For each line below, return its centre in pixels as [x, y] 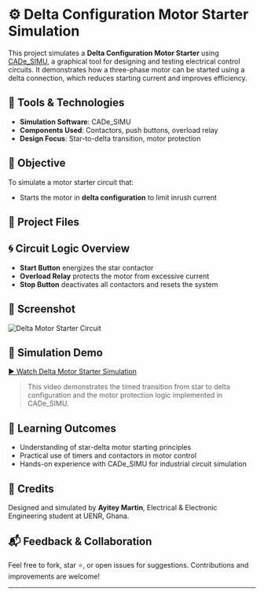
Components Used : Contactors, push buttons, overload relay [119, 130]
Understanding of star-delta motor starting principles [105, 447]
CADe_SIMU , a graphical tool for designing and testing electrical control [125, 61]
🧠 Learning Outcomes [62, 428]
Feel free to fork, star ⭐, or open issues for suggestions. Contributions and [128, 565]
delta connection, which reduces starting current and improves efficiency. [128, 78]
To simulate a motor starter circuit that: [71, 182]
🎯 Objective [37, 163]
